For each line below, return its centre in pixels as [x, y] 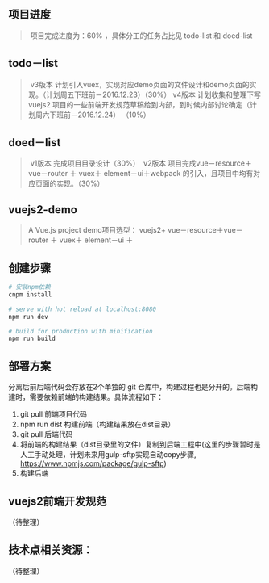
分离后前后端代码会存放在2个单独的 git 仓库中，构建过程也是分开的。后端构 [133, 387]
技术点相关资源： [51, 550]
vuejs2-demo [43, 210]
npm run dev [28, 317]
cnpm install [30, 294]
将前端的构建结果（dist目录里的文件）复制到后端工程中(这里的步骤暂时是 [140, 445]
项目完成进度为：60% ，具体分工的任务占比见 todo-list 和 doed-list [141, 36]
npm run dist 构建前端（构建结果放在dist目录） [97, 424]
